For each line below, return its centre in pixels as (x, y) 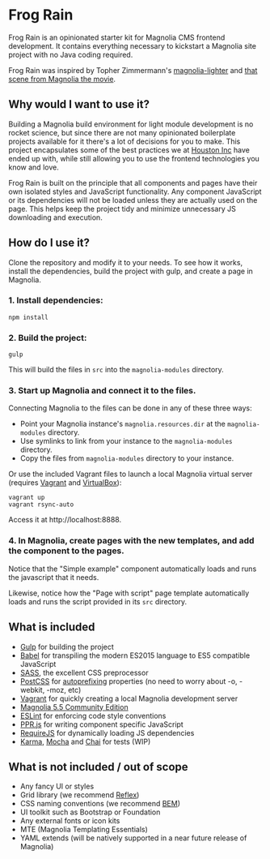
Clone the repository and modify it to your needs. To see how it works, (126, 262)
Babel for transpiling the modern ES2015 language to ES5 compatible (135, 655)
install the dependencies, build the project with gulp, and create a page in (131, 271)
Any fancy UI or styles (57, 786)
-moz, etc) (64, 689)
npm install (28, 317)
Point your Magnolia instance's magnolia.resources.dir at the (123, 424)
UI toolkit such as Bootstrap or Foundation (90, 812)
